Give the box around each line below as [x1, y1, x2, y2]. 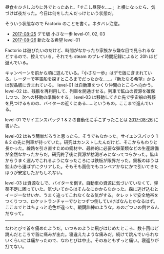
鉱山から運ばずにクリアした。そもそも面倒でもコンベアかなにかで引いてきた [5, 163, 159, 169]
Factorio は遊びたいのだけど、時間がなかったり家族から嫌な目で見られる [5, 48, 151, 53]
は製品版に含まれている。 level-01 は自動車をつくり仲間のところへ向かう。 [5, 82, 156, 88]
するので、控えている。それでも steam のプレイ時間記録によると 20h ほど [9, 54, 158, 59]
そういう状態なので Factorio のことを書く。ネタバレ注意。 [5, 21, 123, 26]
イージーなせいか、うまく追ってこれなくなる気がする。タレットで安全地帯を [5, 192, 159, 198]
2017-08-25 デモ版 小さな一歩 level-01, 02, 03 [12, 31, 105, 36]
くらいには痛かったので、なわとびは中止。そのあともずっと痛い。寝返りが [9, 237, 159, 243]
